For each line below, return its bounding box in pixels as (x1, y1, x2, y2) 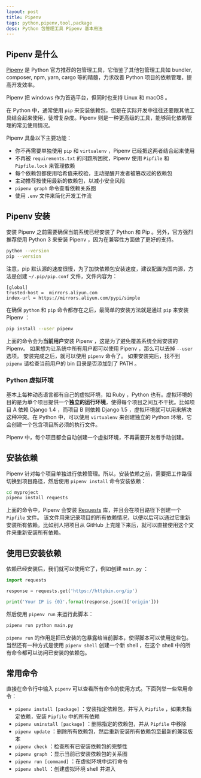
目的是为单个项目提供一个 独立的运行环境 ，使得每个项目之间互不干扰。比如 (6, 398, 190, 405)
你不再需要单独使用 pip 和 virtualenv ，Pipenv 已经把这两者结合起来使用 (14, 147, 195, 155)
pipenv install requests (6, 495, 68, 501)
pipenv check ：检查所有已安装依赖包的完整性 (14, 743, 127, 750)
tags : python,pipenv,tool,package (6, 20, 93, 26)
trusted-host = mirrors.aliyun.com (6, 290, 98, 295)
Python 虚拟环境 (6, 376, 54, 384)
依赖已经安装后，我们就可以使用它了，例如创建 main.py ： (6, 565, 148, 572)
